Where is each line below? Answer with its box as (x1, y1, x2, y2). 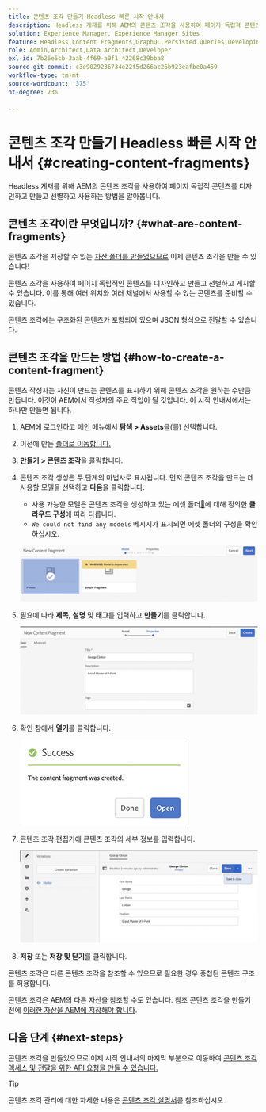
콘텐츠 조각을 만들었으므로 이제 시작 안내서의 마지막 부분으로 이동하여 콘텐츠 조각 (8, 1053, 258, 1063)
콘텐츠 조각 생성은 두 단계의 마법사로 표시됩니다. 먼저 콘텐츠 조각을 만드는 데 (19, 472, 255, 482)
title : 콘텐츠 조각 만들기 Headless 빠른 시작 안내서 (8, 13, 165, 21)
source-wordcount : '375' (8, 79, 90, 87)
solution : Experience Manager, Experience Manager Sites (8, 29, 200, 37)
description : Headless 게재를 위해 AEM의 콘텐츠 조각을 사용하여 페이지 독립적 (8, 21, 241, 29)
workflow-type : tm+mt (8, 71, 80, 79)
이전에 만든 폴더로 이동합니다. (19, 438, 112, 448)
